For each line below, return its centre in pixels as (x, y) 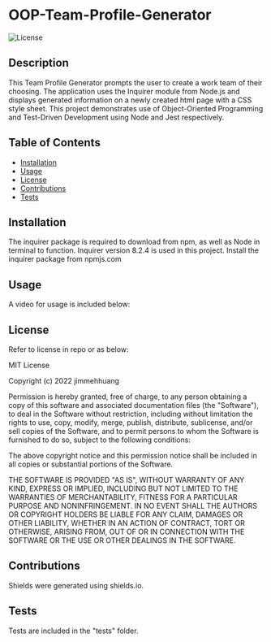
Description (39, 63)
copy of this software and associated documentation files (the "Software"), (134, 405)
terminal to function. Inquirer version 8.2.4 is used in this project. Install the (134, 250)
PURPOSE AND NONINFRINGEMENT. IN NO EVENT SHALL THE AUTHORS (133, 506)
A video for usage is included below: (69, 304)
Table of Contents (55, 143)
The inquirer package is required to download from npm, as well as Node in (134, 242)
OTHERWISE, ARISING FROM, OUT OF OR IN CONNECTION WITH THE (127, 531)
